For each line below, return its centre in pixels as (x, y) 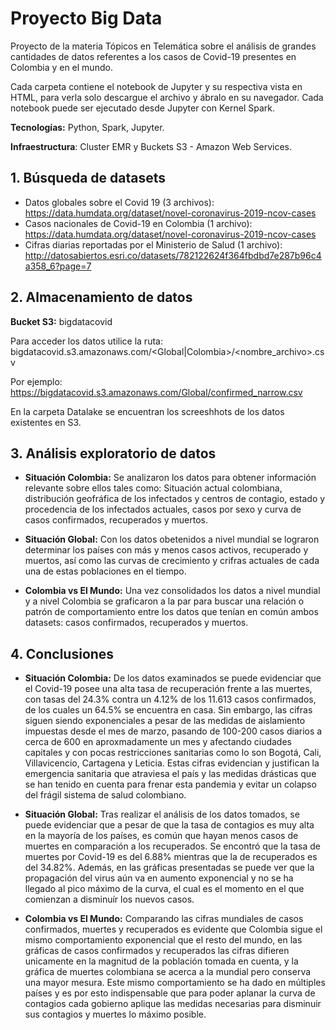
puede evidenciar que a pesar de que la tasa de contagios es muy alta (169, 825)
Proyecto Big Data (86, 18)
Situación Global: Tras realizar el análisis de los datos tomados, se (162, 814)
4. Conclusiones (62, 653)
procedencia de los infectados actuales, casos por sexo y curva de (163, 509)
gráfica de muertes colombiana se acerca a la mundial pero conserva (168, 972)
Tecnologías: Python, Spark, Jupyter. (87, 127)
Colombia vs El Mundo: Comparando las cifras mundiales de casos (164, 919)
